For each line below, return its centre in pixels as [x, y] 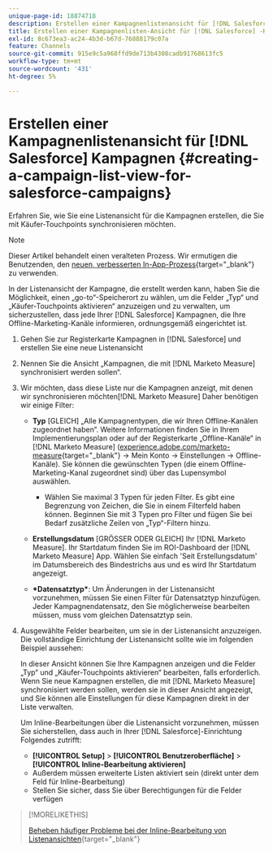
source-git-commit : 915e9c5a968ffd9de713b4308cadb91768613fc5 [116, 54]
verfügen [48, 798]
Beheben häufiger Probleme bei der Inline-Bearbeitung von [127, 830]
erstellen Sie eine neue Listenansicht [82, 347]
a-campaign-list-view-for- [100, 175]
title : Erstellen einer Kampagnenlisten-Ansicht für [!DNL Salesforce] [132, 31]
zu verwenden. [33, 272]
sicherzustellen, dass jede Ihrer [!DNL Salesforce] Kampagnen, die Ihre [127, 315]
